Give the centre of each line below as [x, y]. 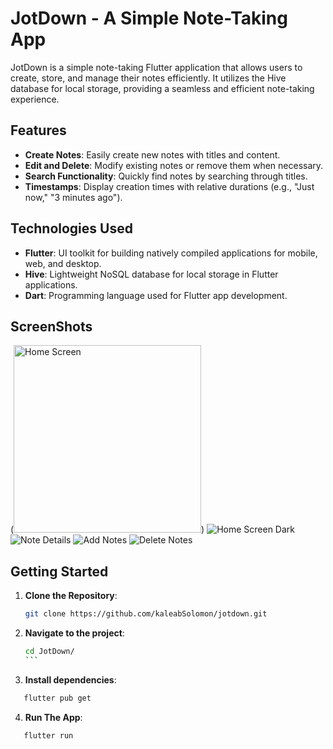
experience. [35, 99]
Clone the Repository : [71, 596]
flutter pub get [57, 698]
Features [38, 130]
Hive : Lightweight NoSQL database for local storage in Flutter [151, 274]
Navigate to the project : [74, 633]
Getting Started [59, 571]
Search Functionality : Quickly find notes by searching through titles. [166, 176]
